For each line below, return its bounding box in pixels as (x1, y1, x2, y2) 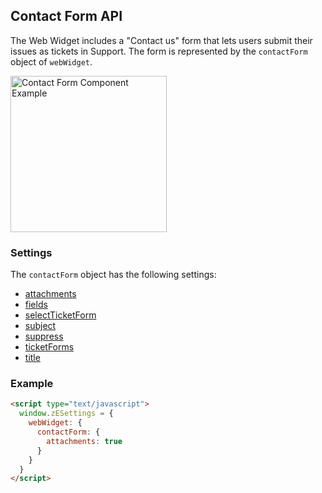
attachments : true (46, 436, 123, 446)
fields (24, 299, 48, 311)
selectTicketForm (24, 309, 97, 321)
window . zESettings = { (19, 409, 114, 419)
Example (10, 377, 54, 391)
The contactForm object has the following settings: (10, 269, 217, 281)
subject (24, 320, 57, 332)
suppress (24, 330, 64, 343)
